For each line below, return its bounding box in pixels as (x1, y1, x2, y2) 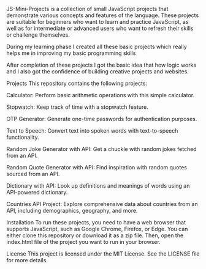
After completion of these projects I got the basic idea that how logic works (6, 61, 197, 68)
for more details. (6, 257, 48, 263)
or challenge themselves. (6, 31, 71, 39)
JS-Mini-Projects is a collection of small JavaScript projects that (6, 6, 169, 12)
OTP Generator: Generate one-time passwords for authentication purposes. (6, 116, 197, 122)
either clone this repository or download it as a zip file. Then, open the (6, 232, 184, 239)
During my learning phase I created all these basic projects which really (6, 43, 187, 50)
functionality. (6, 134, 40, 141)
